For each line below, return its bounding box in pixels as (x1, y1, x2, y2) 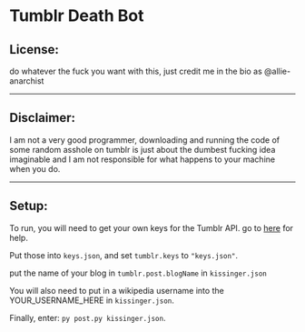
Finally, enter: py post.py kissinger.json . (9, 312, 166, 323)
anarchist (9, 75, 44, 86)
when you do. (9, 163, 61, 174)
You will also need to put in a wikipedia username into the (9, 285, 224, 296)
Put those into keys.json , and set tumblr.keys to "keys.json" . (9, 249, 239, 260)
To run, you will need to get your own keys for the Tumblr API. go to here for (9, 222, 293, 233)
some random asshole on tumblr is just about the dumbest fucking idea (9, 144, 276, 155)
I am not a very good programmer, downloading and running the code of (9, 134, 280, 146)
